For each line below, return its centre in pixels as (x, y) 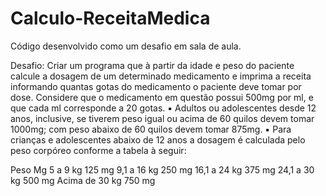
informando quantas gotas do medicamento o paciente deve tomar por (156, 86)
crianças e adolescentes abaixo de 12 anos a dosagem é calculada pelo (158, 139)
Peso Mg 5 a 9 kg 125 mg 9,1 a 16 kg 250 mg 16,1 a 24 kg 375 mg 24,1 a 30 (162, 169)
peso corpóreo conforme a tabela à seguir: (98, 150)
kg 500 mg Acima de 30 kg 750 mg (83, 180)
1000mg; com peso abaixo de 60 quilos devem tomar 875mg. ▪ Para (151, 129)
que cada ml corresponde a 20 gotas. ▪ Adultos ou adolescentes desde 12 (163, 108)
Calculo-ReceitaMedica (110, 18)
